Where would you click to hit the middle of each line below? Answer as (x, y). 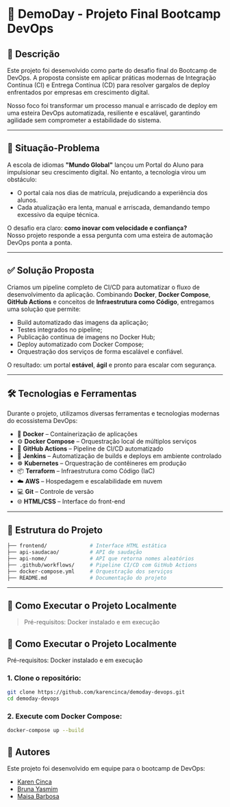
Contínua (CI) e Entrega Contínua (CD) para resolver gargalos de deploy (108, 85)
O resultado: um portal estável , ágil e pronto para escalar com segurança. (112, 365)
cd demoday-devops (33, 699)
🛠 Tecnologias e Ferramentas (72, 394)
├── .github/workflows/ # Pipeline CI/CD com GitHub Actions (102, 565)
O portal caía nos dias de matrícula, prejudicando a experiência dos (112, 192)
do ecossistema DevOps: (42, 421)
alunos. (27, 200)
